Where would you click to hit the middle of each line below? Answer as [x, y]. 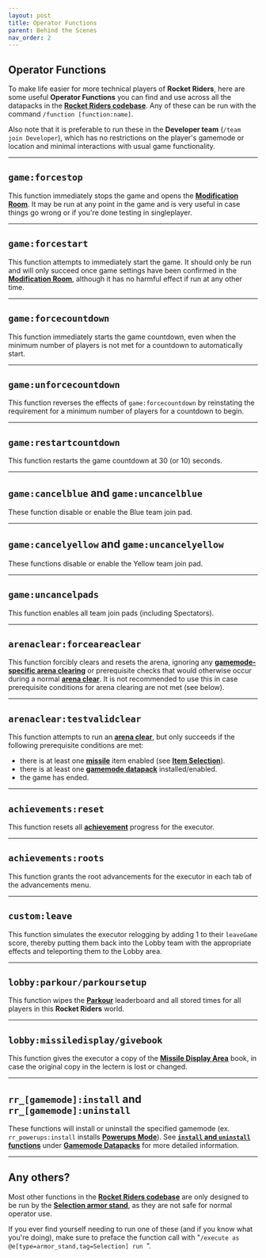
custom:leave [40, 916]
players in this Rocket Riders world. [66, 1009]
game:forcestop [46, 177]
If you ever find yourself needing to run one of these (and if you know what [131, 1229]
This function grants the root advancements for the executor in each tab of [130, 876]
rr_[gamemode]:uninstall [70, 1110]
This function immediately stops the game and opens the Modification [123, 196]
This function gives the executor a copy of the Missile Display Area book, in [133, 1058]
